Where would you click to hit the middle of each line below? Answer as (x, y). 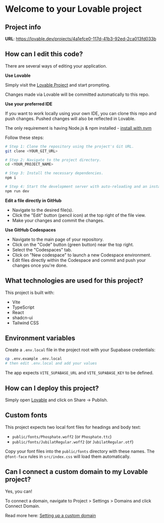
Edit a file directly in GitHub (33, 200)
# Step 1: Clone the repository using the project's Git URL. (70, 146)
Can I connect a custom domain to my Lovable (76, 472)
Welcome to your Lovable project (73, 9)
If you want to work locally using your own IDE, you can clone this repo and (81, 113)
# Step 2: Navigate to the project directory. (53, 160)
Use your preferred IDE (29, 104)
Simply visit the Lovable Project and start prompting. (58, 85)
